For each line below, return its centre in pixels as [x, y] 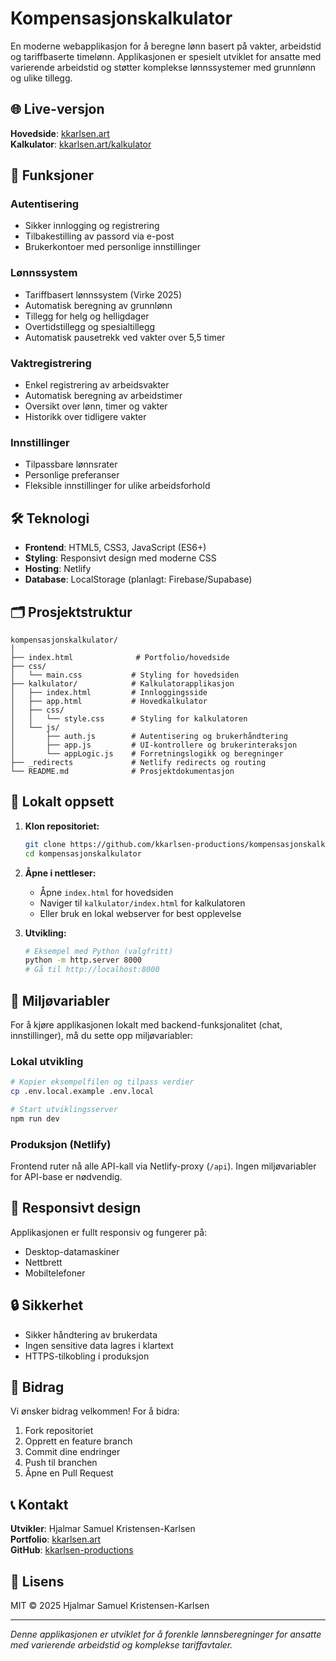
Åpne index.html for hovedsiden [106, 892]
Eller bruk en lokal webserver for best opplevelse [140, 913]
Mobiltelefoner [55, 1273]
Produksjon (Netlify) [61, 1144]
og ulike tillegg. [41, 78]
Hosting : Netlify [58, 569]
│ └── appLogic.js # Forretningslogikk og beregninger [147, 753]
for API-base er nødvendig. [66, 1177]
